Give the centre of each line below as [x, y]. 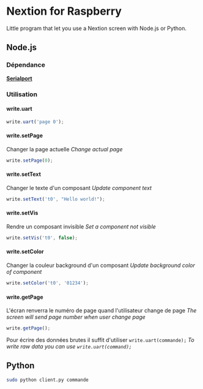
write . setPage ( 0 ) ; [30, 161]
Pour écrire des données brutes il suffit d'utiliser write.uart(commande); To [100, 340]
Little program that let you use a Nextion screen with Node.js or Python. [97, 28]
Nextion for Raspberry [64, 11]
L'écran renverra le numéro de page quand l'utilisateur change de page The [102, 311]
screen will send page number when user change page [76, 317]
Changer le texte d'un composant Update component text [79, 187]
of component [24, 272]
